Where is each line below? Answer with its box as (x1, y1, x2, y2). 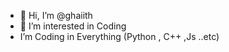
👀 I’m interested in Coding (19, 20, 127, 32)
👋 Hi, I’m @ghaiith (19, 10, 93, 21)
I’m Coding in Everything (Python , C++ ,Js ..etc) (19, 31, 220, 42)
